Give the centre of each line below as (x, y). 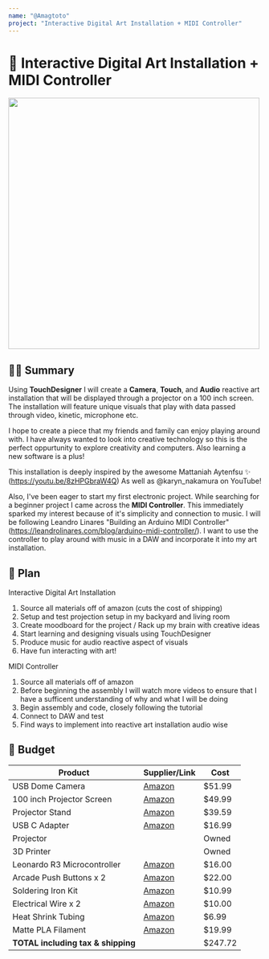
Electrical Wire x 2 (47, 904)
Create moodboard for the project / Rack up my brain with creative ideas (140, 625)
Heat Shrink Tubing (49, 916)
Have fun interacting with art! (68, 651)
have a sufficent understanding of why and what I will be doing (124, 699)
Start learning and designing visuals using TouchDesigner (115, 634)
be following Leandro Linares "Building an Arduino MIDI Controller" (119, 523)
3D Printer (32, 851)
